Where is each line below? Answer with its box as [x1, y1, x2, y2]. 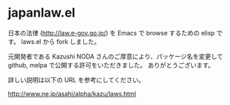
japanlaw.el [8, 5, 76, 21]
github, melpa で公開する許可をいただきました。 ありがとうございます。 [8, 60, 215, 69]
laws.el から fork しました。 [21, 37, 101, 46]
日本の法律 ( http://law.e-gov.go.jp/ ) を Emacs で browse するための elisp [8, 29, 215, 37]
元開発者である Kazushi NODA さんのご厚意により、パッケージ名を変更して [8, 52, 224, 60]
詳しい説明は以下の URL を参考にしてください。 [8, 75, 145, 84]
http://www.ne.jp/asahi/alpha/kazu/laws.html [8, 89, 136, 98]
